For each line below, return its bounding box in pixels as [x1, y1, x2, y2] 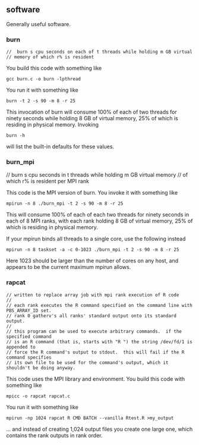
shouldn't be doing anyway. [6, 365, 76, 371]
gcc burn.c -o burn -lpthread [6, 76, 81, 82]
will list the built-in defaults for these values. [6, 143, 115, 151]
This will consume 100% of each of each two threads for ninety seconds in [6, 211, 189, 218]
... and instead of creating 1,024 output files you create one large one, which [6, 425, 193, 433]
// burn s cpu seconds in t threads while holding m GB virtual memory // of [6, 171, 188, 178]
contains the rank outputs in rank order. [6, 431, 103, 439]
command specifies [6, 354, 52, 361]
